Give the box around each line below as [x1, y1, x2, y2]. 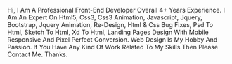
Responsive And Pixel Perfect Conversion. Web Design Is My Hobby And [7, 35, 218, 44]
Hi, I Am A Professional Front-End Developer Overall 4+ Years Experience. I [7, 6, 225, 14]
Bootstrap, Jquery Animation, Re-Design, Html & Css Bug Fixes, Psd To [7, 21, 213, 29]
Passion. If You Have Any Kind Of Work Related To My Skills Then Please [7, 43, 219, 51]
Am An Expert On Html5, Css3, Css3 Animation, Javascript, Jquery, [7, 13, 202, 22]
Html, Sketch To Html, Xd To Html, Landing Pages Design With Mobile [7, 28, 209, 36]
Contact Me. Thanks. [7, 50, 68, 58]
